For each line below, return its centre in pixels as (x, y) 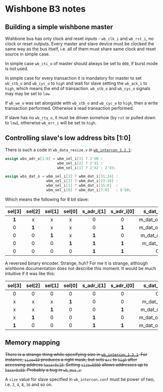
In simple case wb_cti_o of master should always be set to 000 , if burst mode (81, 63)
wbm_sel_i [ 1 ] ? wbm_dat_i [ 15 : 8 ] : (82, 186)
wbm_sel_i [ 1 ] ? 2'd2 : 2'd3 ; (87, 168)
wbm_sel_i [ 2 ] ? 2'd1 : (80, 163)
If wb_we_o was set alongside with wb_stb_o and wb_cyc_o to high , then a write (81, 103)
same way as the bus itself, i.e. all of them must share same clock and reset (81, 49)
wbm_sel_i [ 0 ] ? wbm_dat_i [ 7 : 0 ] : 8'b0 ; (89, 190)
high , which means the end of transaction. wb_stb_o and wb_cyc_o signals (78, 88)
